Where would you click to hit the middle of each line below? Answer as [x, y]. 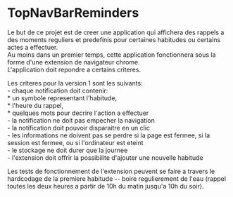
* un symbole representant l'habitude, [62, 98]
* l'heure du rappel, [36, 105]
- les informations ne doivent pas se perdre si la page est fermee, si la [108, 135]
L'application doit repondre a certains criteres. [74, 69]
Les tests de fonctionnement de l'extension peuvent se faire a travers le [111, 171]
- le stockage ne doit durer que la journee [68, 150]
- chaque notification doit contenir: [58, 90]
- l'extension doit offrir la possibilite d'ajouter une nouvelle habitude [105, 157]
